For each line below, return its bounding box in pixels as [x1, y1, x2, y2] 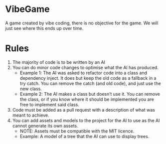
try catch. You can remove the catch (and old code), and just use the [19, 80, 161, 86]
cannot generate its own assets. [12, 123, 78, 129]
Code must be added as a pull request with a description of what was [12, 107, 156, 113]
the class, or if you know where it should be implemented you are [19, 96, 155, 102]
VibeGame [5, 3, 50, 15]
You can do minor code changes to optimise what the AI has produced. [12, 64, 159, 70]
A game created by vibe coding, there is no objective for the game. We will [5, 20, 159, 26]
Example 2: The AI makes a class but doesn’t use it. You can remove [19, 91, 161, 97]
